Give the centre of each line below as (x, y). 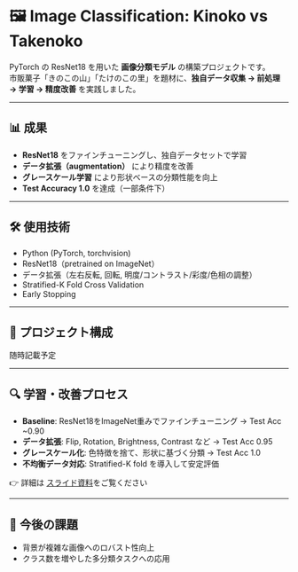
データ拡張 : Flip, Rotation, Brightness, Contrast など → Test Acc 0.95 (147, 442)
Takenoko (46, 41)
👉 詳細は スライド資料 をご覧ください (78, 482)
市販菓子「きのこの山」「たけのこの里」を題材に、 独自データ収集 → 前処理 (145, 78)
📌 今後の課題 (43, 525)
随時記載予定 (32, 356)
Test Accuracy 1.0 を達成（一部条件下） (96, 188)
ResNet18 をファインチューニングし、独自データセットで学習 (134, 154)
